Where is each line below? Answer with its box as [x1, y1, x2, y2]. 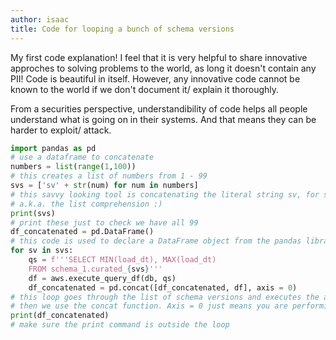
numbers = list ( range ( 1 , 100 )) [10, 162, 137, 172]
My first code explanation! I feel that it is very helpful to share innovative [10, 51, 308, 63]
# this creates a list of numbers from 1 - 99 [10, 171, 208, 181]
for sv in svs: [10, 246, 74, 256]
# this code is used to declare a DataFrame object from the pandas [10, 236, 302, 246]
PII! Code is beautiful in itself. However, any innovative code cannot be [10, 72, 301, 85]
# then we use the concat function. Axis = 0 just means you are [10, 301, 288, 311]
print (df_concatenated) [10, 311, 110, 321]
